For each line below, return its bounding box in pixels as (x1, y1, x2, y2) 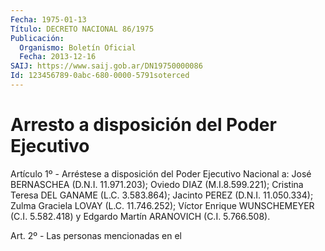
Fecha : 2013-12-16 (19, 52, 97, 62)
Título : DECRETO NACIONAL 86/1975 (10, 24, 155, 34)
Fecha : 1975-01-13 (10, 14, 87, 25)
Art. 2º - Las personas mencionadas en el (10, 229, 182, 241)
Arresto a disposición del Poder (10, 114, 277, 136)
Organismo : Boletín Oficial (19, 42, 137, 53)
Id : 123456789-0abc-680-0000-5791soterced (10, 71, 190, 81)
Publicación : (10, 33, 65, 43)
